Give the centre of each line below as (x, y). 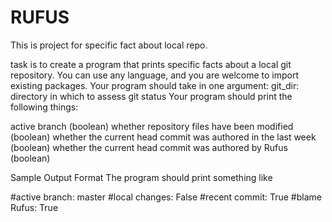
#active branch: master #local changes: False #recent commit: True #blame (166, 197)
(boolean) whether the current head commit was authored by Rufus (149, 147)
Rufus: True (34, 207)
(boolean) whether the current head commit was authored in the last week (163, 137)
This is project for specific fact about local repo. (109, 45)
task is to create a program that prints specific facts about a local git (151, 64)
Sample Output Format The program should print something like (141, 177)
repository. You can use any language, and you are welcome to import (155, 75)
